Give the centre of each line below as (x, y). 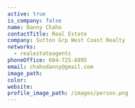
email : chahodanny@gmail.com (50, 67)
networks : (22, 47)
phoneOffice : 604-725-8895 (47, 60)
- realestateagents (43, 54)
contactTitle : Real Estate (47, 34)
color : (17, 80)
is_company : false (34, 21)
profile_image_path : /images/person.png (68, 93)
